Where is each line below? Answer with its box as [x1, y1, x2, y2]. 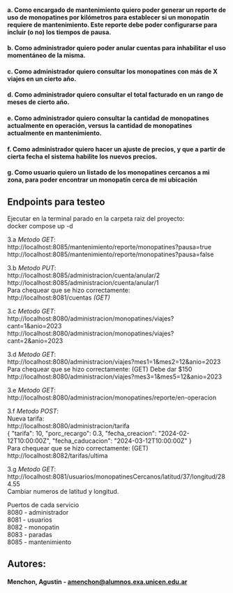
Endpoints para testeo [7, 196, 105, 207]
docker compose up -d [7, 221, 73, 230]
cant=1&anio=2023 [7, 321, 62, 330]
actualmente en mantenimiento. [7, 129, 103, 137]
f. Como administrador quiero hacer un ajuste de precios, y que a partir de [7, 145, 225, 153]
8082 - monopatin [7, 522, 60, 531]
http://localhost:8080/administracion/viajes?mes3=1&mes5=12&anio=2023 [7, 372, 222, 381]
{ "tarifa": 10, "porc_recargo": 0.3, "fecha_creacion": [7, 429, 157, 437]
